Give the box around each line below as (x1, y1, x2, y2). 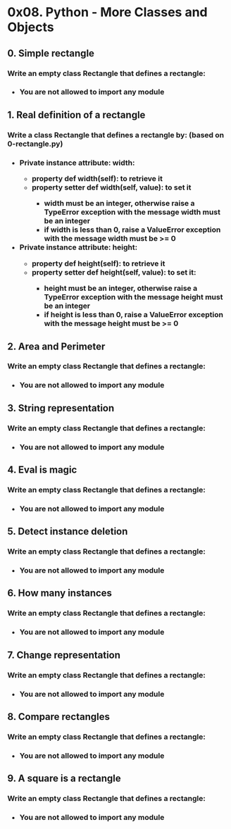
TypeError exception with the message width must (44, 207, 220, 217)
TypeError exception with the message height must (44, 292, 223, 302)
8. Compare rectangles (7, 711, 111, 723)
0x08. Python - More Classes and (7, 4, 208, 20)
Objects (7, 19, 54, 35)
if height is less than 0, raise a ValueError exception (44, 310, 224, 320)
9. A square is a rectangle (7, 773, 121, 785)
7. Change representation (7, 649, 121, 661)
